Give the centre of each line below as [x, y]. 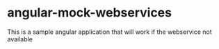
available [20, 39]
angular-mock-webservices [90, 13]
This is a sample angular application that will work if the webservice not [109, 32]
